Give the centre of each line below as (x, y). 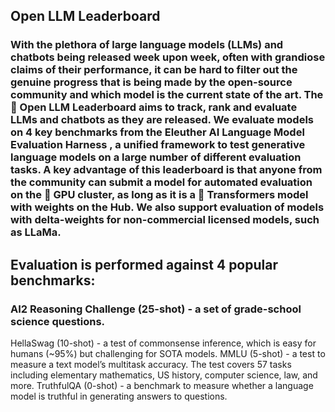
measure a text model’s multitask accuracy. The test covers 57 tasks (151, 364)
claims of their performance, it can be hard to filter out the (154, 70)
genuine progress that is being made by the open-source (151, 82)
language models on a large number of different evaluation (156, 157)
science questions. (58, 321)
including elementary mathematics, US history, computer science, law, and (164, 375)
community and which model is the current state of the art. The (167, 95)
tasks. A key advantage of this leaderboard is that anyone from (166, 170)
